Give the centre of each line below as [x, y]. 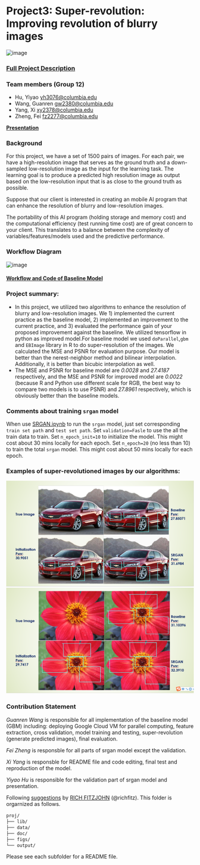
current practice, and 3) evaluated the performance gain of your [93, 325]
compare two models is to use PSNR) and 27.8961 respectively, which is [103, 389]
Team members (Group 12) [45, 84]
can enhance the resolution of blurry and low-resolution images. [85, 206]
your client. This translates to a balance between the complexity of [88, 230]
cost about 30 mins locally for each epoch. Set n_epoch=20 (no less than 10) [98, 443]
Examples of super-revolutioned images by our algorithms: [93, 471]
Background [24, 143]
